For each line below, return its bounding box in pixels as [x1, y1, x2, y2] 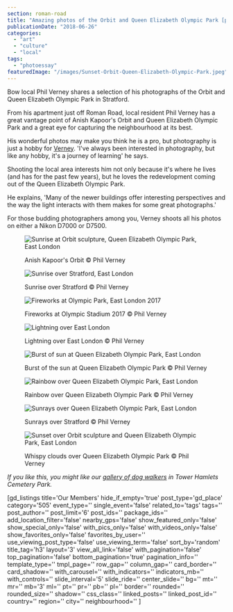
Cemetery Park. [7, 480, 53, 488]
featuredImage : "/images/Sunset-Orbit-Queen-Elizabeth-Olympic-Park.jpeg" [7, 68, 228, 75]
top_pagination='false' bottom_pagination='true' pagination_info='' [7, 552, 198, 561]
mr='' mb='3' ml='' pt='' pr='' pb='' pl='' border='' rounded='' [7, 582, 185, 590]
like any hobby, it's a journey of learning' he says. [7, 151, 149, 160]
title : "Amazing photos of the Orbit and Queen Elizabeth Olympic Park [7, 17, 218, 24]
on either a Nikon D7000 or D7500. [7, 221, 107, 229]
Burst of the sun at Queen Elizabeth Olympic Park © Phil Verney [24, 363, 207, 372]
